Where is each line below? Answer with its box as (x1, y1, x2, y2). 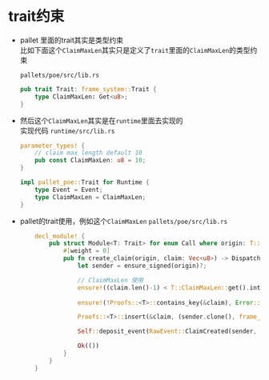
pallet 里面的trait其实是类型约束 (19, 35, 124, 45)
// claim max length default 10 (34, 149, 143, 157)
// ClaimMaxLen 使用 (77, 276, 144, 284)
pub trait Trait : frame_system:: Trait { (19, 85, 157, 93)
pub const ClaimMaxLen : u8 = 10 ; (34, 157, 147, 165)
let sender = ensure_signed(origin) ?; (77, 262, 207, 270)
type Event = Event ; (34, 186, 103, 194)
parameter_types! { (19, 142, 86, 150)
